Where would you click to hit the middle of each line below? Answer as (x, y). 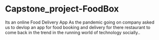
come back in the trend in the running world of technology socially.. (73, 32)
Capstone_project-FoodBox (62, 9)
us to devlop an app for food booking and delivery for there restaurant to (78, 27)
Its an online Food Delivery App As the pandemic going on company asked (80, 22)
